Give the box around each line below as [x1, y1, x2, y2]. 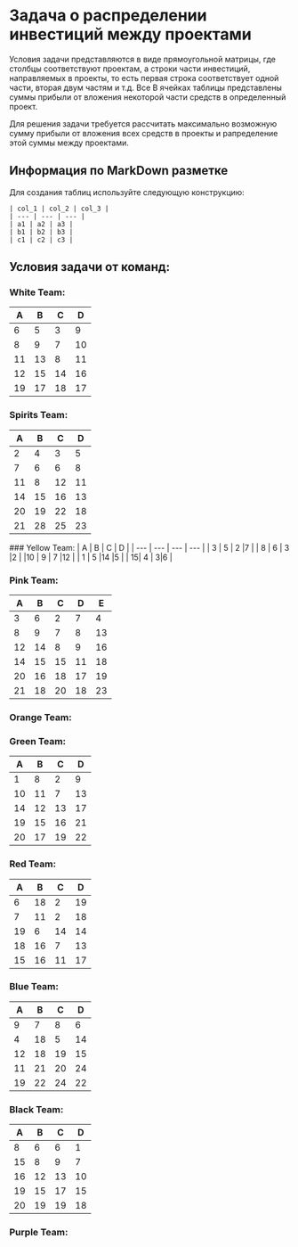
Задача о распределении [9, 5, 207, 26]
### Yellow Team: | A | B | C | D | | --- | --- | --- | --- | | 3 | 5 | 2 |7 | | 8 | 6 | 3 [9, 542, 290, 553]
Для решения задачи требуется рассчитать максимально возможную [9, 118, 278, 129]
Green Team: [9, 734, 67, 747]
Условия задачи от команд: [9, 259, 171, 275]
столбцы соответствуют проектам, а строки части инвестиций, [9, 63, 251, 74]
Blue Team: [9, 980, 60, 993]
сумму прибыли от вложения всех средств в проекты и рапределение [9, 127, 278, 138]
